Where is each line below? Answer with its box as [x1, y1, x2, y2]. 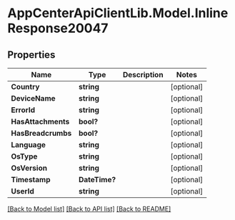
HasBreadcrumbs [11, 129, 72, 138]
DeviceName [11, 94, 56, 103]
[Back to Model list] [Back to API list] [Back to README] [7, 205, 171, 213]
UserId [11, 186, 34, 196]
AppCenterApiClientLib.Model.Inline [7, 5, 229, 21]
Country [11, 82, 40, 91]
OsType [11, 151, 38, 161]
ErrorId [11, 105, 36, 115]
